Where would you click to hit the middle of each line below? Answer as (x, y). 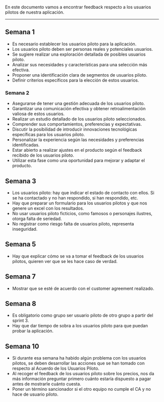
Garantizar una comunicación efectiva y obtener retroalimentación (79, 109)
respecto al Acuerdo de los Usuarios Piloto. (56, 368)
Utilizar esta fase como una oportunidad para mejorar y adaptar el (78, 161)
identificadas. (26, 145)
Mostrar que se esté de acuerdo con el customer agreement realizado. (83, 288)
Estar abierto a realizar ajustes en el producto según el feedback (77, 150)
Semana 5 (20, 244)
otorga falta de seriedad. (37, 219)
